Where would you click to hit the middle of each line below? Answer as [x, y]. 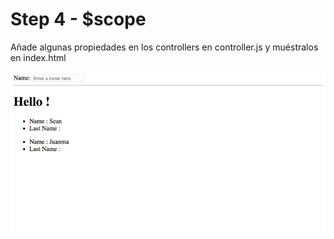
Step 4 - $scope [78, 19]
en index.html [38, 57]
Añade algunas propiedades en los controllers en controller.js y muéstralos [164, 47]
